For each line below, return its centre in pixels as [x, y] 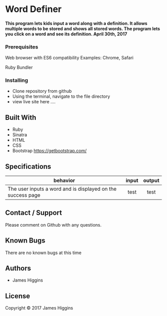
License [18, 296]
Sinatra [20, 135]
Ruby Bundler [19, 67]
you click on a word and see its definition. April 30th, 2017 [66, 34]
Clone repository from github [42, 91]
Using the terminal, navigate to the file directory [61, 96]
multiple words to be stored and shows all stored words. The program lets [83, 28]
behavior [64, 180]
